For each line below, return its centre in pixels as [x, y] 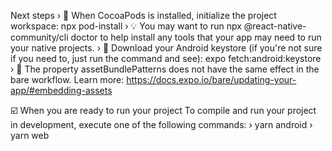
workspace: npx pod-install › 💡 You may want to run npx [126, 26]
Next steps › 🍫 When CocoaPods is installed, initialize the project [143, 15]
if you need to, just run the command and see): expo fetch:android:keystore [166, 58]
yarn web [30, 135]
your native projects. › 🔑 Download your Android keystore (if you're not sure [166, 48]
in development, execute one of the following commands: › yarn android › [161, 124]
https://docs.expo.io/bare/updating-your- [211, 79]
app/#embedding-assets [61, 90]
